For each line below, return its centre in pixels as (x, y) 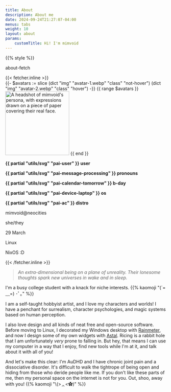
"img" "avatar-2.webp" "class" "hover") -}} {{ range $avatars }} (72, 88)
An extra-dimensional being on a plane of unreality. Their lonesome (89, 272)
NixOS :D (15, 252)
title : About (19, 10)
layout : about (20, 34)
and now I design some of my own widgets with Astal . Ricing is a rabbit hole (85, 335)
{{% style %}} (20, 58)
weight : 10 (17, 29)
